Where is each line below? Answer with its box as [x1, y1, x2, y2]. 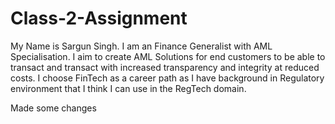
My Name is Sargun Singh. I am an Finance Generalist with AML [10, 40, 273, 52]
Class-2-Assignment [10, 7, 188, 30]
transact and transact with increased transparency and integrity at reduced [10, 61, 320, 73]
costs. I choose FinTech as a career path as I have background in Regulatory [10, 72, 325, 84]
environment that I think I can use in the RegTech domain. [10, 82, 247, 94]
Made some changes [10, 102, 97, 114]
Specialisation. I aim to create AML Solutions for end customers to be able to [10, 50, 326, 62]
